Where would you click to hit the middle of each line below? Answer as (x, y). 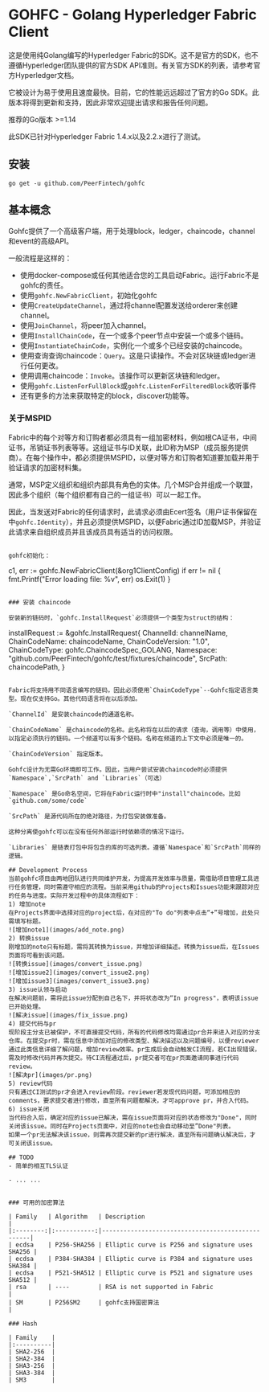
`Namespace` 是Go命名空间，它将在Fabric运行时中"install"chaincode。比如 (124, 793)
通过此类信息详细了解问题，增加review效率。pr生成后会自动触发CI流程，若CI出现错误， (134, 1049)
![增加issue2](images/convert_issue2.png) (79, 972)
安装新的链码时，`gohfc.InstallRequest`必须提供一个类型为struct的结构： (122, 618)
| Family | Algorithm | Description (77, 1216)
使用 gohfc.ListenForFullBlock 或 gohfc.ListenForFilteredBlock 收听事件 (138, 385)
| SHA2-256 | (32, 1352)
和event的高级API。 (41, 241)
